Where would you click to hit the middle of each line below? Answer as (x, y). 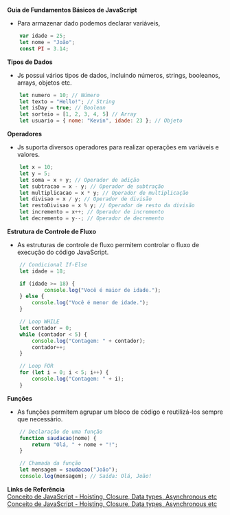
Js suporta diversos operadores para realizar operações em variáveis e (118, 147)
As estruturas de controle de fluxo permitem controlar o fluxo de (108, 244)
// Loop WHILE (39, 322)
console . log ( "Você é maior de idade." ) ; (102, 290)
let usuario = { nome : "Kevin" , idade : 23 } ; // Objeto (101, 121)
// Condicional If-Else (54, 264)
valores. (28, 155)
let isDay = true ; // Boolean (63, 108)
